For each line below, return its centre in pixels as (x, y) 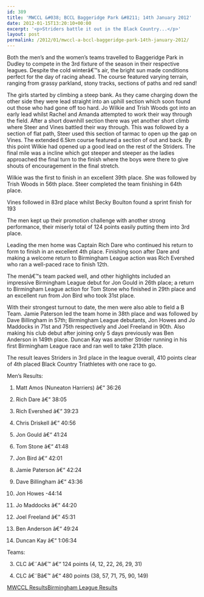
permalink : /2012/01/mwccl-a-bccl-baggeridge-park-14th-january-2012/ (98, 40)
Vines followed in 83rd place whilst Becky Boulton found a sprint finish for (99, 202)
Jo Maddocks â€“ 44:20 (46, 505)
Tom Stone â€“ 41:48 (42, 446)
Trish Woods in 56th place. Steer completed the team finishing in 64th (94, 184)
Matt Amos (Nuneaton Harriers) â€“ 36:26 (68, 388)
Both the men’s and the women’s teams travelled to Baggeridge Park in (95, 57)
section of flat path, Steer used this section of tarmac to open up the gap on (102, 133)
